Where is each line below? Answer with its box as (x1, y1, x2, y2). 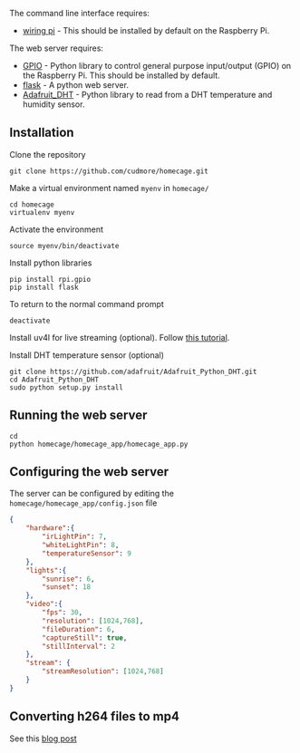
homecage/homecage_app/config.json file (9, 497, 158, 508)
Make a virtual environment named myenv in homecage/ (9, 182, 209, 193)
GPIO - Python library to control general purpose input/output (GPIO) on (22, 61, 292, 71)
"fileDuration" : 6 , (42, 624, 116, 633)
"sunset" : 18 (42, 583, 92, 592)
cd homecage (9, 199, 54, 209)
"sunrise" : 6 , (42, 574, 95, 584)
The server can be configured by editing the (9, 488, 175, 499)
